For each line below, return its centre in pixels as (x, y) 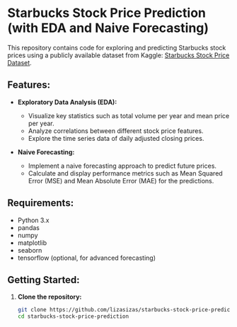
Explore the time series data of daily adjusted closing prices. (116, 138)
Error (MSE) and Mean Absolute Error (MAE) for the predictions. (121, 180)
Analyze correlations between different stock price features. (116, 131)
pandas (29, 227)
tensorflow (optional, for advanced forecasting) (86, 258)
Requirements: (41, 203)
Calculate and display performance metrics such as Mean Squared (125, 173)
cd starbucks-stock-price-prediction (73, 316)
